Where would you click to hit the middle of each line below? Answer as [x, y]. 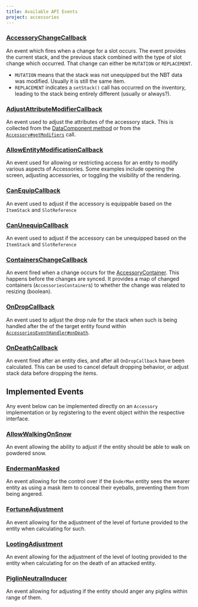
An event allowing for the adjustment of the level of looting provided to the [97, 557]
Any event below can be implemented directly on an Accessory [82, 406]
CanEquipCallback [33, 191]
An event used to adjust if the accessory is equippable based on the [89, 203]
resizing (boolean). [29, 291]
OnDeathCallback [32, 348]
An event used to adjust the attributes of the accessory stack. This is [90, 122]
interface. [18, 419]
